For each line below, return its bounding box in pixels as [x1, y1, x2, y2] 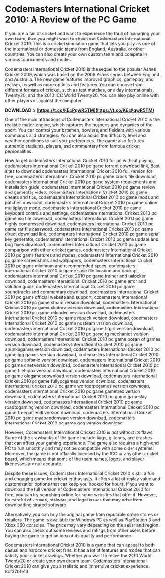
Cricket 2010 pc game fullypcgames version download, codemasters [5, 378, 145, 384]
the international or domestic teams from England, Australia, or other [5, 46, 144, 52]
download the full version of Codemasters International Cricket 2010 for [5, 486, 151, 492]
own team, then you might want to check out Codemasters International [5, 36, 151, 41]
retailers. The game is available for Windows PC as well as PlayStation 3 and [5, 517, 160, 523]
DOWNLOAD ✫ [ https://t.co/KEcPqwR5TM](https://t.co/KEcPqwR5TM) [5, 107, 154, 113]
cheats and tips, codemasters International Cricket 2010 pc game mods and [5, 194, 159, 200]
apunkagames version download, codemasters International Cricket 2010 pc [5, 347, 160, 352]
